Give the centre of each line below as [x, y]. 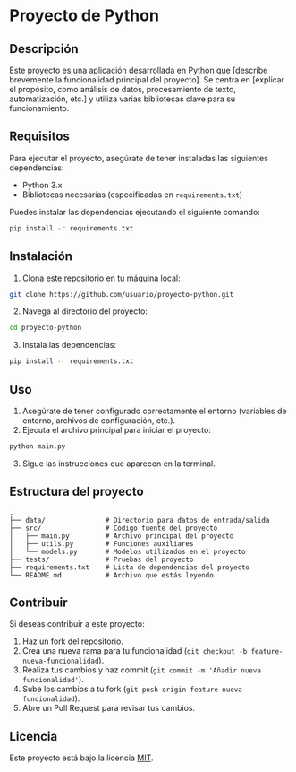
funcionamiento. [39, 108]
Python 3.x [42, 185]
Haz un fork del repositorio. [72, 641]
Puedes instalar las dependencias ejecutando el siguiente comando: [135, 212]
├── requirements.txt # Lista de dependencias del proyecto [130, 567]
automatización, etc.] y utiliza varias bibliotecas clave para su [123, 99]
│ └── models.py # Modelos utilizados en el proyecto [127, 551]
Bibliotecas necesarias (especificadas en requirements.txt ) [132, 195]
